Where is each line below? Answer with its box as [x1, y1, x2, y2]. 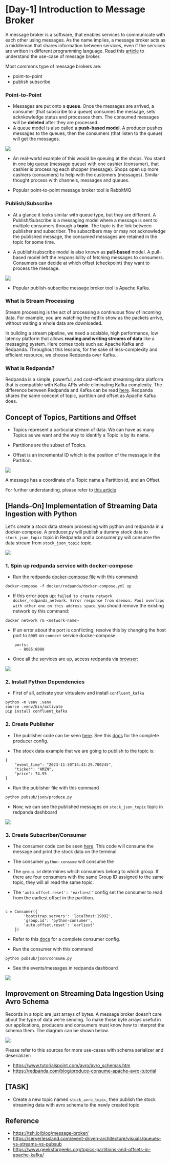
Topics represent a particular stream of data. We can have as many [12, 426, 155, 432]
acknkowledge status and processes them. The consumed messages [12, 114, 159, 120]
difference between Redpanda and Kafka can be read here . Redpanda [5, 387, 153, 393]
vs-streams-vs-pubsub [12, 1141, 62, 1147]
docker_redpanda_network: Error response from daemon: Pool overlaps [12, 598, 165, 603]
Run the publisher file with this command [12, 784, 99, 791]
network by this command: [12, 608, 70, 614]
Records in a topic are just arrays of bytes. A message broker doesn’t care [5, 1011, 162, 1017]
